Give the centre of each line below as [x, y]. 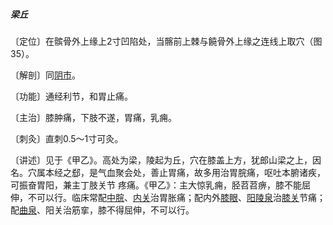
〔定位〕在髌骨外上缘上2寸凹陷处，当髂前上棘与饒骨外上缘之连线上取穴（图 [166, 41]
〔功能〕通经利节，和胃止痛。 [71, 96]
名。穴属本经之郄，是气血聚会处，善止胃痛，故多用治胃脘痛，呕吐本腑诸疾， [168, 172]
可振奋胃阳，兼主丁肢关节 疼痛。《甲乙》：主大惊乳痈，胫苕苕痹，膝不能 [156, 185]
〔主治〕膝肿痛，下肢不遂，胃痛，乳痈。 [93, 117]
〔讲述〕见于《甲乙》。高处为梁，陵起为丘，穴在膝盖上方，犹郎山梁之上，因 [166, 160]
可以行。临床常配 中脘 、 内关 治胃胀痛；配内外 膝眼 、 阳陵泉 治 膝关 [168, 197]
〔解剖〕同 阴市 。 [45, 75]
